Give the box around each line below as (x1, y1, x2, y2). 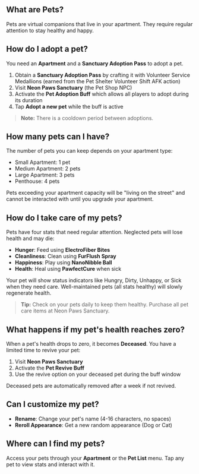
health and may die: (6, 235, 55, 242)
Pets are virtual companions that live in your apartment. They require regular (6, 20, 193, 27)
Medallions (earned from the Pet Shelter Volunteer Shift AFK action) (14, 77, 181, 85)
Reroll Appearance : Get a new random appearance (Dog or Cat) (14, 421, 172, 428)
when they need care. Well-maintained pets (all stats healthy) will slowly (6, 283, 183, 290)
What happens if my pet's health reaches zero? (6, 324, 185, 334)
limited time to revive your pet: (6, 347, 81, 354)
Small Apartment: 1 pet (14, 159, 71, 166)
